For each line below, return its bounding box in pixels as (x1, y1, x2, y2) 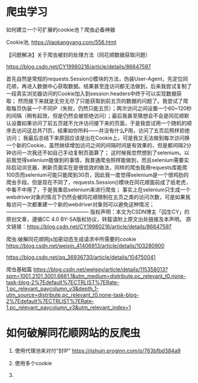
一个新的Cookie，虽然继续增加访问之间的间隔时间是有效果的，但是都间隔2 (6, 141, 187, 148)
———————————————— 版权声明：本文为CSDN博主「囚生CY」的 (6, 208, 190, 215)
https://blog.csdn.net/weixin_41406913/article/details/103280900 (6, 242, 165, 249)
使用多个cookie (14, 359, 52, 366)
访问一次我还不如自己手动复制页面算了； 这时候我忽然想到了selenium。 (11, 149, 184, 156)
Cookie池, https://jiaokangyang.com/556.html (6, 38, 117, 46)
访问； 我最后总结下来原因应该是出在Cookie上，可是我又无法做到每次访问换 (6, 134, 190, 141)
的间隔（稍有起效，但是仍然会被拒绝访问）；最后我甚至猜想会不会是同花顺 (6, 112, 184, 119)
